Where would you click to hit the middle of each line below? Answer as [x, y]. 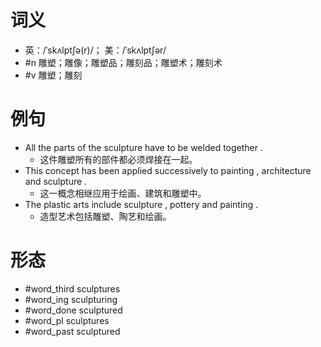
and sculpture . [56, 181]
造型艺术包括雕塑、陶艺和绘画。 [105, 216]
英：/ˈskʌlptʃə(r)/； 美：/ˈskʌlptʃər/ [95, 50]
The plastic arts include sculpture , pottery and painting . [141, 204]
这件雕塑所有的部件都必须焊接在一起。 [118, 159]
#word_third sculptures [72, 288]
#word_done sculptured [73, 310]
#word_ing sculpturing [71, 299]
